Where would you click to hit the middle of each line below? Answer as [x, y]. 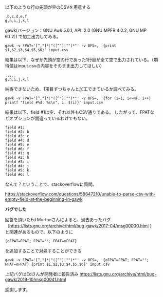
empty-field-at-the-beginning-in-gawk [44, 199]
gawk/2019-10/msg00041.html [36, 279]
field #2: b [17, 132]
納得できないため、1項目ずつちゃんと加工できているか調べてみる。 [72, 89]
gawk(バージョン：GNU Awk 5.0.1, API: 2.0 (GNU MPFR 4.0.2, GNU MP [76, 30]
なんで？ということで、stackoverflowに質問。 [51, 184]
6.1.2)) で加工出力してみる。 [33, 36]
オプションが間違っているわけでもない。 [50, 118]
